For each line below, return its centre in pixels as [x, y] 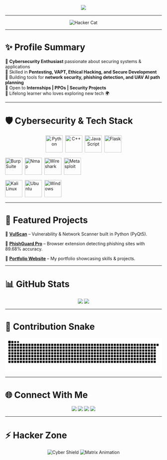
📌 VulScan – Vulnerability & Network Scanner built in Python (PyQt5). [76, 234]
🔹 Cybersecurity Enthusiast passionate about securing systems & [73, 61]
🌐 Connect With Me [46, 395]
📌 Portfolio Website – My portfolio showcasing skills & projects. [70, 258]
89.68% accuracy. [24, 249]
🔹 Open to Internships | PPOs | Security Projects [56, 87]
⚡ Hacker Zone [36, 435]
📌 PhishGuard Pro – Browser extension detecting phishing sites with [75, 243]
